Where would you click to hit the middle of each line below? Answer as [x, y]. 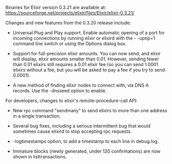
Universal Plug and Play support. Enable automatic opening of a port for [89, 33]
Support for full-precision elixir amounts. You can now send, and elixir [87, 54]
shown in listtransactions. [40, 157]
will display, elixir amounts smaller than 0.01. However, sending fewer [86, 59]
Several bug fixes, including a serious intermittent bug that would [81, 126]
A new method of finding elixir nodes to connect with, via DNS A [81, 85]
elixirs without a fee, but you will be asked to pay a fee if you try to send [89, 70]
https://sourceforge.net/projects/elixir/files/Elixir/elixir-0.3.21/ [70, 13]
